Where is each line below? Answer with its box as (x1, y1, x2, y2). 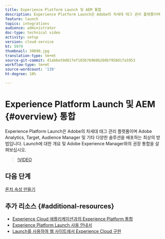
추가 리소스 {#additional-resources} (5, 202, 115, 210)
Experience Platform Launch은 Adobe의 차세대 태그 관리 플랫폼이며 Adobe (5, 128, 152, 134)
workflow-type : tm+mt (5, 62, 50, 67)
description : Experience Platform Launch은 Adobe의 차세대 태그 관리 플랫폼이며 (5, 12, 161, 17)
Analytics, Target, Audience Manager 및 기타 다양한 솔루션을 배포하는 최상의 (5, 134, 155, 140)
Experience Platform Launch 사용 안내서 (12, 222, 93, 228)
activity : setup (5, 35, 38, 40)
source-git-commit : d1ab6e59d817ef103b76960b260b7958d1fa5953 (5, 58, 135, 63)
